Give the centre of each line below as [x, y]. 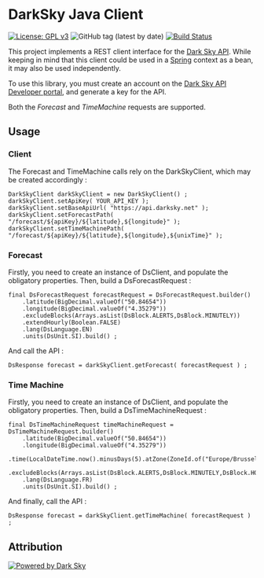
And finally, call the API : [48, 502]
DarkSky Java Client [76, 15]
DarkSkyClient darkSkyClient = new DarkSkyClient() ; [98, 194]
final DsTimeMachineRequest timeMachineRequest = [91, 425]
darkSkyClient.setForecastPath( [61, 215]
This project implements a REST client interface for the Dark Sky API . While [130, 51]
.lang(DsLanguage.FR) [57, 480]
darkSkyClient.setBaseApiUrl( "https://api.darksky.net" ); [109, 208]
